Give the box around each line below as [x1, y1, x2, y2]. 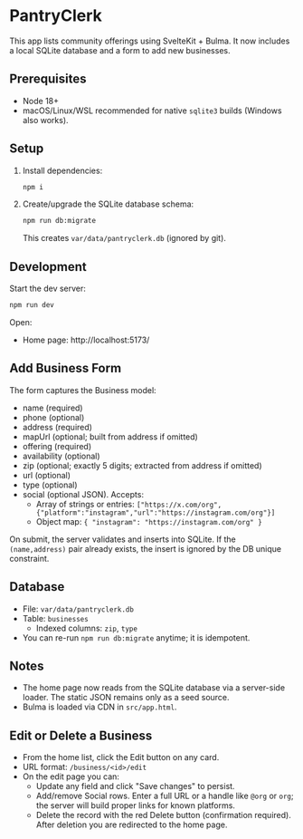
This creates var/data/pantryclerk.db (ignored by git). [22, 233, 226, 244]
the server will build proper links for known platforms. [35, 800, 235, 811]
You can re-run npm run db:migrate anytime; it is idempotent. [22, 632, 251, 643]
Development [9, 259, 88, 275]
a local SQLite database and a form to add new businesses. [9, 44, 231, 55]
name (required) [22, 402, 83, 413]
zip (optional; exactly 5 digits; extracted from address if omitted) [22, 459, 262, 471]
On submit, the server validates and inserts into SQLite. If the [9, 534, 237, 545]
